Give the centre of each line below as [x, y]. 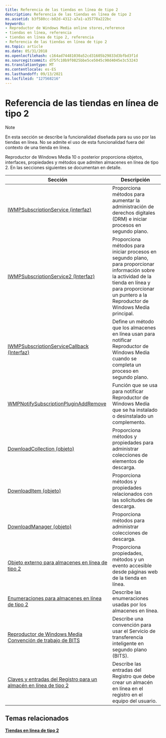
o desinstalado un [133, 416]
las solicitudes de [133, 500]
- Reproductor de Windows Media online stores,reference [65, 28]
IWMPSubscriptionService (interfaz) [50, 210]
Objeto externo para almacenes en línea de [58, 563]
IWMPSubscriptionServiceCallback [48, 346]
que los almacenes [134, 328]
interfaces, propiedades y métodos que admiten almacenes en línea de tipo [82, 162]
